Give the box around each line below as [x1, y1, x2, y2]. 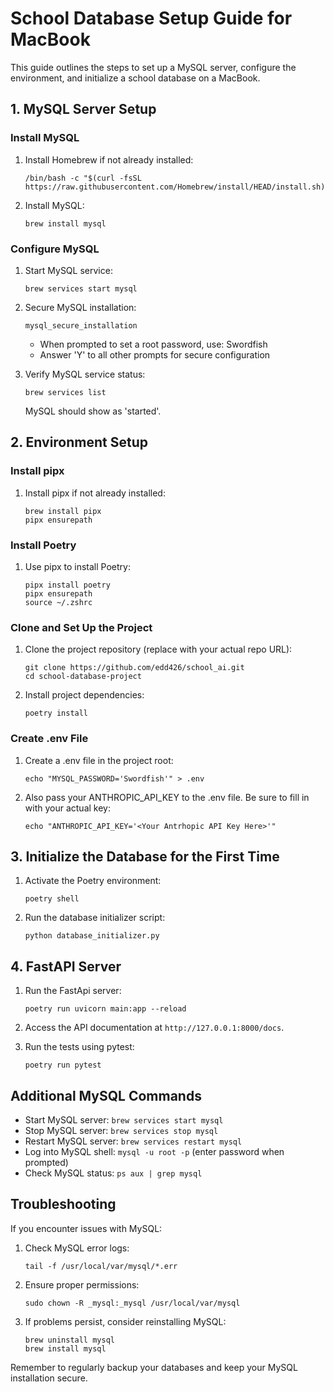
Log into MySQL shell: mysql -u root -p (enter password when [24, 1145, 285, 1157]
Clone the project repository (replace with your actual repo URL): [24, 643, 293, 656]
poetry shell [24, 894, 80, 904]
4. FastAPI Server [10, 958, 122, 975]
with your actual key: [24, 802, 111, 814]
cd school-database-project [24, 672, 142, 682]
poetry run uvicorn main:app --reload [24, 1004, 187, 1014]
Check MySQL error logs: [24, 1242, 130, 1254]
